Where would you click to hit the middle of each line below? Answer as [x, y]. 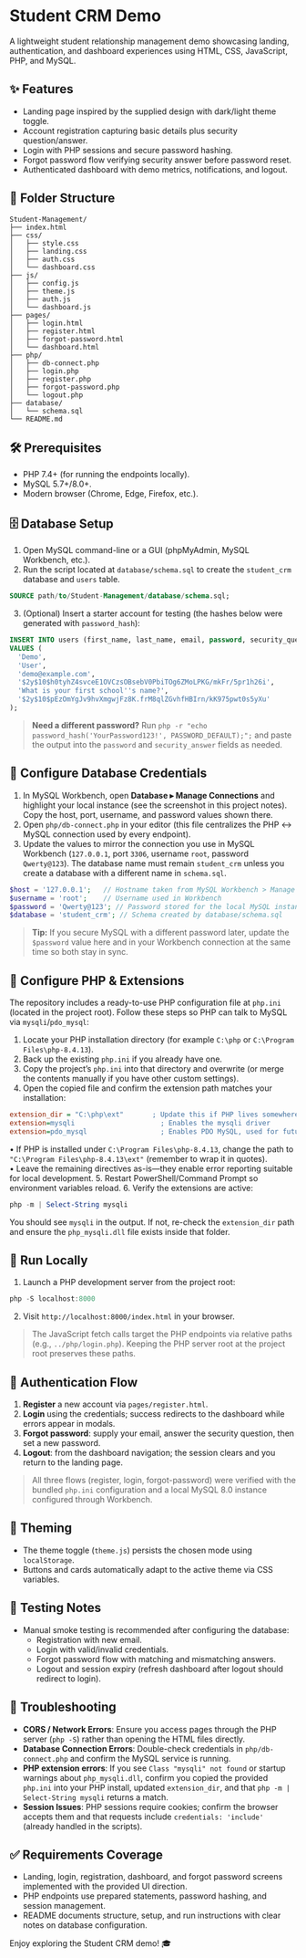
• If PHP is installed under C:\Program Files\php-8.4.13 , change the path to [152, 1149]
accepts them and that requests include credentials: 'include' [143, 1817]
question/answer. [55, 140]
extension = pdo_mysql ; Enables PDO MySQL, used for [144, 1131]
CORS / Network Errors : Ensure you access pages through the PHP [149, 1729]
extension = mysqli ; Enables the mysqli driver [140, 1123]
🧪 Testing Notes [56, 1608]
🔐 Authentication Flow [74, 1382]
